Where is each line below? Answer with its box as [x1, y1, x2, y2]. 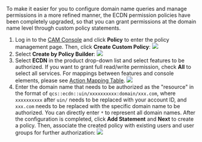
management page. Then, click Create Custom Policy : [14, 44, 151, 50]
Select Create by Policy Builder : [14, 51, 95, 57]
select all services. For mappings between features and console [14, 69, 174, 77]
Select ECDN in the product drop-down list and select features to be [14, 57, 185, 64]
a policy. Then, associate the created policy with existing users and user [14, 122, 195, 129]
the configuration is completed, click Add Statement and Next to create [14, 115, 194, 123]
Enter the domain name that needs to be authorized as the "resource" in [14, 83, 194, 90]
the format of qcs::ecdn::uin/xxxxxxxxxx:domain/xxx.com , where [14, 90, 176, 97]
